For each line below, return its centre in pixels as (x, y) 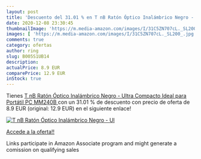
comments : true (25, 40)
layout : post (22, 12)
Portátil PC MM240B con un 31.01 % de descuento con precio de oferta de (98, 102)
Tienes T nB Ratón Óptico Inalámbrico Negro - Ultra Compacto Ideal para (96, 96)
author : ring (22, 51)
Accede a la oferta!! (31, 132)
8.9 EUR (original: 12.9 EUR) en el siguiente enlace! (69, 109)
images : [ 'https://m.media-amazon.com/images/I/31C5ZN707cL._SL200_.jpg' (101, 34)
